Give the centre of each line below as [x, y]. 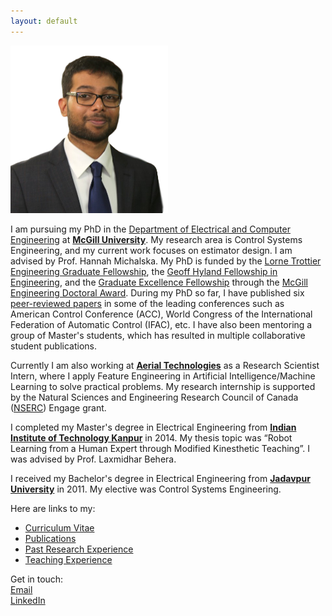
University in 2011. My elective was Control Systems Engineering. [146, 489]
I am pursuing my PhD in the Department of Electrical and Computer [150, 229]
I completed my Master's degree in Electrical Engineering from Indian [153, 427]
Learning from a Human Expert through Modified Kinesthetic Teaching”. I [160, 448]
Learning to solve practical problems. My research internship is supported [163, 386]
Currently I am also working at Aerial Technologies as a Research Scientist [165, 365]
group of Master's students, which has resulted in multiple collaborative [158, 335]
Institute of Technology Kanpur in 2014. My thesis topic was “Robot [151, 437]
